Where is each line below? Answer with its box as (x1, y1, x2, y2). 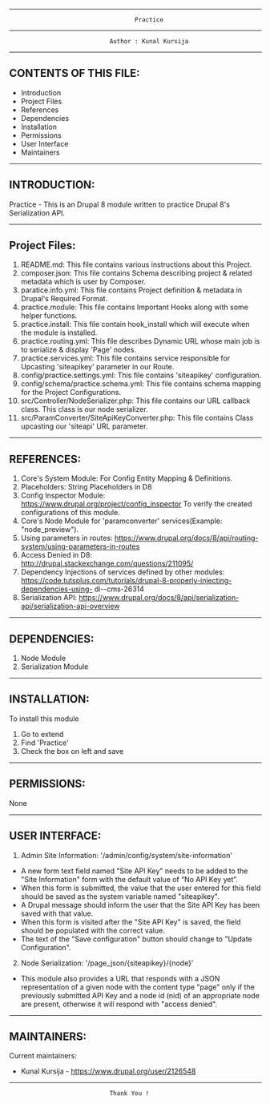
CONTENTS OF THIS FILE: (9, 66, 140, 80)
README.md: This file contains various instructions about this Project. (20, 260, 252, 269)
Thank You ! (109, 1090, 150, 1098)
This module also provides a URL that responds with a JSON (20, 973, 220, 983)
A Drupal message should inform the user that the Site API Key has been (20, 900, 260, 909)
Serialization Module (20, 662, 89, 671)
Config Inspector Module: (20, 490, 106, 501)
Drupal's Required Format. (20, 294, 108, 304)
